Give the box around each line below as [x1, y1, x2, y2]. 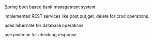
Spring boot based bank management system [4, 4, 95, 10]
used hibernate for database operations [4, 22, 84, 28]
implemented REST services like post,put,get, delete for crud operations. [4, 13, 150, 19]
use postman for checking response [4, 32, 77, 37]
